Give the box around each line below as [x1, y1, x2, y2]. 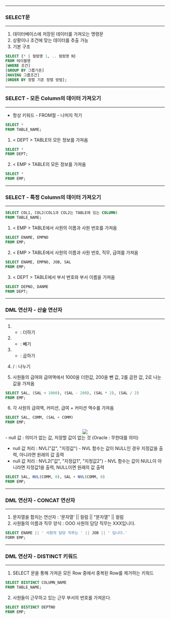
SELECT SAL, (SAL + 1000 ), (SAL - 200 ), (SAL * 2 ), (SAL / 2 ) [5, 390, 139, 395]
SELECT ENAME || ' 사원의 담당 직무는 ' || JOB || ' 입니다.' [5, 530, 127, 535]
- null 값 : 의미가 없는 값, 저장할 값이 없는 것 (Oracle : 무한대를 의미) [5, 435, 139, 441]
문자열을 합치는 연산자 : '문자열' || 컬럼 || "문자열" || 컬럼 [12, 514, 124, 520]
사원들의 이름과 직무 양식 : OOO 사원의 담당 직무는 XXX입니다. [12, 520, 136, 526]
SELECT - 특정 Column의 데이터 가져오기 [5, 194, 101, 201]
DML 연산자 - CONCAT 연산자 [5, 497, 75, 504]
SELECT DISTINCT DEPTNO [5, 605, 56, 610]
